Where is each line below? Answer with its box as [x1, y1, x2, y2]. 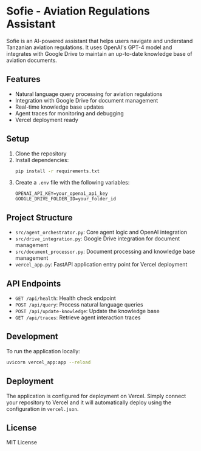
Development [6, 331, 59, 342]
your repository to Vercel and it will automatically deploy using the [6, 399, 172, 406]
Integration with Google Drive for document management [15, 97, 158, 104]
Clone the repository [15, 150, 67, 157]
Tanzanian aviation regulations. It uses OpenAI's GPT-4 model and [6, 44, 172, 51]
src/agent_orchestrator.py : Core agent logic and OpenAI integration [15, 229, 187, 236]
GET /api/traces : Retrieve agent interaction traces [15, 314, 141, 321]
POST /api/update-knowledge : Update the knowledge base [15, 308, 160, 315]
